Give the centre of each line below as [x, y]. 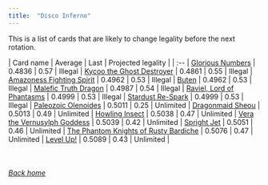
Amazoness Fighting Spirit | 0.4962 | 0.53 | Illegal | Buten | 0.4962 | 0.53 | [130, 79]
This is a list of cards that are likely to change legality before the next [122, 38]
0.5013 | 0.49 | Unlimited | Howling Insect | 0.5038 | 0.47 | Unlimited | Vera [131, 114]
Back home [27, 173]
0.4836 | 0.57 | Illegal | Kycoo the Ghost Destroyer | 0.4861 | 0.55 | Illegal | [131, 71]
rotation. [22, 47]
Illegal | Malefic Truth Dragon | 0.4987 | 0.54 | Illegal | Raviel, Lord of [121, 88]
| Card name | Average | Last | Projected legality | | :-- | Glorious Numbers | [132, 62]
